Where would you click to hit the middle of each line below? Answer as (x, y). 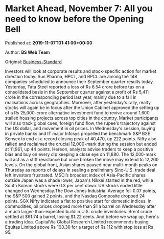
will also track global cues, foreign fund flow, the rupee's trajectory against (80, 123)
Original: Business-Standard (34, 62)
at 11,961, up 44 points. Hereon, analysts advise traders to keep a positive (79, 149)
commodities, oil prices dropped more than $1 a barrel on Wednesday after (81, 206)
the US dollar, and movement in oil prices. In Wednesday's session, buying (80, 128)
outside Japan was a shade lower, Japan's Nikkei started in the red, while (79, 180)
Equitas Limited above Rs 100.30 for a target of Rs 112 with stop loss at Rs (79, 227)
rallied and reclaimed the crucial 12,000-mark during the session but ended (81, 144)
